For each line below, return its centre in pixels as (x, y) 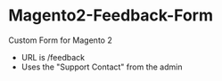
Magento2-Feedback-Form (111, 16)
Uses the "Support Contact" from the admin (102, 67)
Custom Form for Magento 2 (60, 40)
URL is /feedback (53, 57)
